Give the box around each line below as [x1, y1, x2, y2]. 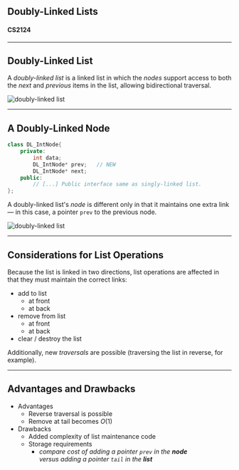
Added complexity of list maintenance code [28, 432, 156, 440]
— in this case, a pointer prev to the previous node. [7, 208, 157, 216]
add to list [17, 289, 48, 298]
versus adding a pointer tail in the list [38, 454, 153, 463]
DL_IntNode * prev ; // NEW [33, 161, 116, 168]
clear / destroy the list [17, 334, 82, 343]
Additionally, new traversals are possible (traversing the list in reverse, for [7, 348, 223, 357]
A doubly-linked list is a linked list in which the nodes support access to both [7, 74, 232, 82]
